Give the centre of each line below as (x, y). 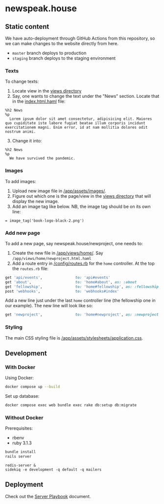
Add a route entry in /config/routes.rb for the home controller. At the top (83, 263)
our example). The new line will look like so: (49, 306)
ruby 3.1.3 (22, 443)
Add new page (23, 233)
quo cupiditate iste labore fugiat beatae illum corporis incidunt (75, 123)
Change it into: (27, 141)
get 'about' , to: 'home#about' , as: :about (71, 282)
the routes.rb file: (30, 268)
